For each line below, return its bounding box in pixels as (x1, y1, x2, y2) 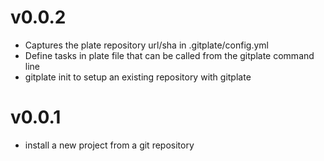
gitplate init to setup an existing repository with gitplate (24, 71, 252, 83)
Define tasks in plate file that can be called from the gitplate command (24, 49, 315, 61)
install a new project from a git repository (24, 139, 195, 151)
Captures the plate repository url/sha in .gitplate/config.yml (24, 39, 269, 51)
